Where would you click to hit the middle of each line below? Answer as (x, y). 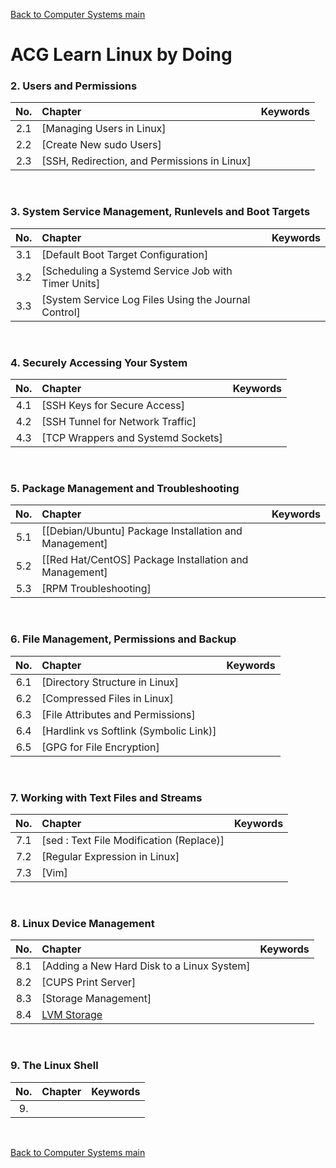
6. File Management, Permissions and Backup (123, 639)
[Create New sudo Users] (101, 145)
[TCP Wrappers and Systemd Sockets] (132, 438)
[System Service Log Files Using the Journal (146, 299)
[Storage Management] (96, 999)
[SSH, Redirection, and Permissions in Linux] (146, 161)
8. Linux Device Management (82, 923)
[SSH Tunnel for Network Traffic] (119, 422)
